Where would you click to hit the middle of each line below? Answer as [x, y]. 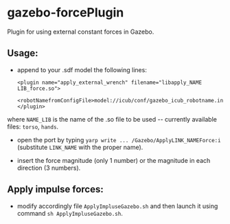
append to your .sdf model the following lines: [82, 69]
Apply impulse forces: [56, 189]
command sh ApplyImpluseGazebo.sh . [70, 213]
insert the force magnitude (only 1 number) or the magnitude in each [114, 160]
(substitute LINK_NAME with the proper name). [80, 147]
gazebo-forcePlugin [66, 13]
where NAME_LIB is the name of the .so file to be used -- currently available [112, 119]
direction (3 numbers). [49, 168]
